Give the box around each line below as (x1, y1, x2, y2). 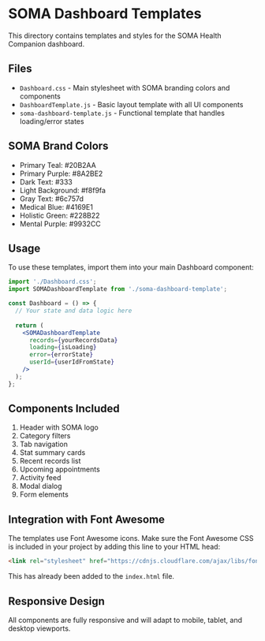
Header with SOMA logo (19, 423, 99, 432)
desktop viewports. (8, 624, 71, 633)
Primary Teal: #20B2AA (19, 160, 96, 170)
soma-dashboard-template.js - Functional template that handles (19, 108, 225, 117)
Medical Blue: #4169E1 (19, 202, 93, 211)
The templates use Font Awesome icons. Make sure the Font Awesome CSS (8, 534, 254, 543)
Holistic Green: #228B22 (19, 211, 100, 220)
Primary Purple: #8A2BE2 (19, 169, 103, 178)
